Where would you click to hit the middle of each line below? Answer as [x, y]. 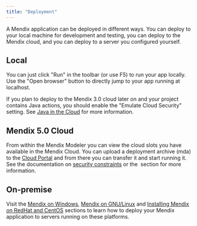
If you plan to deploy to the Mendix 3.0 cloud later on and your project [93, 99]
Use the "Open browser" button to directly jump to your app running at [93, 81]
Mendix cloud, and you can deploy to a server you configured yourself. [94, 41]
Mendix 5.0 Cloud [40, 130]
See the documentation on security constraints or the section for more [94, 164]
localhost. [18, 88]
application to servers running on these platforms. [68, 217]
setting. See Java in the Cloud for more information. [70, 112]
